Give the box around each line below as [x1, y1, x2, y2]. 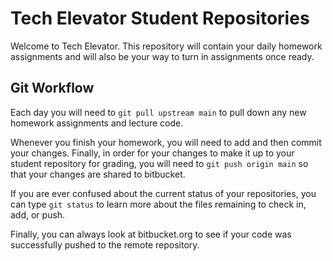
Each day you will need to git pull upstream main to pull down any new [10, 106, 307, 118]
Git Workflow [10, 80, 95, 97]
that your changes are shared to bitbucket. [10, 168, 186, 180]
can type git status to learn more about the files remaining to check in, [10, 198, 307, 210]
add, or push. [10, 208, 66, 221]
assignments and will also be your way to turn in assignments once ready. [10, 50, 315, 62]
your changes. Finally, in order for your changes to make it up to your [10, 147, 295, 159]
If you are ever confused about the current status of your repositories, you [10, 187, 317, 199]
